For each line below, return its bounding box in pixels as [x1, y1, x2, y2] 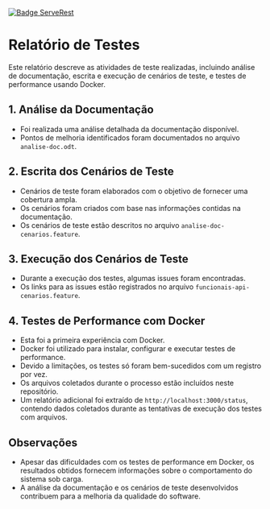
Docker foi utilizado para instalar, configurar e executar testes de [19, 344, 236, 354]
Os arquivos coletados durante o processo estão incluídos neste [19, 379, 235, 388]
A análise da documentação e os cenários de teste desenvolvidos [19, 483, 239, 492]
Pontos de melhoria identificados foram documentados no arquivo [19, 133, 240, 143]
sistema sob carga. [19, 474, 84, 483]
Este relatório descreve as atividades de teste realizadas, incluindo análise [8, 62, 255, 72]
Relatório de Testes [8, 36, 140, 54]
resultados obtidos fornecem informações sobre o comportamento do [19, 466, 252, 475]
